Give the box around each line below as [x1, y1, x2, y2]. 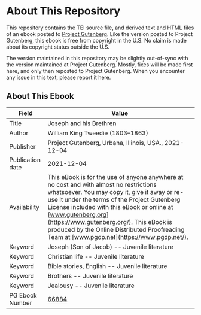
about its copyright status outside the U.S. [6, 43, 110, 50]
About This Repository [6, 4, 121, 18]
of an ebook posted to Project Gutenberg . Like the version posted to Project [6, 30, 193, 37]
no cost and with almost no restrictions [47, 180, 157, 189]
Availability [9, 202, 40, 211]
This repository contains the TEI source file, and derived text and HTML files [6, 24, 194, 31]
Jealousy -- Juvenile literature [47, 281, 135, 290]
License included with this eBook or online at [47, 202, 173, 211]
